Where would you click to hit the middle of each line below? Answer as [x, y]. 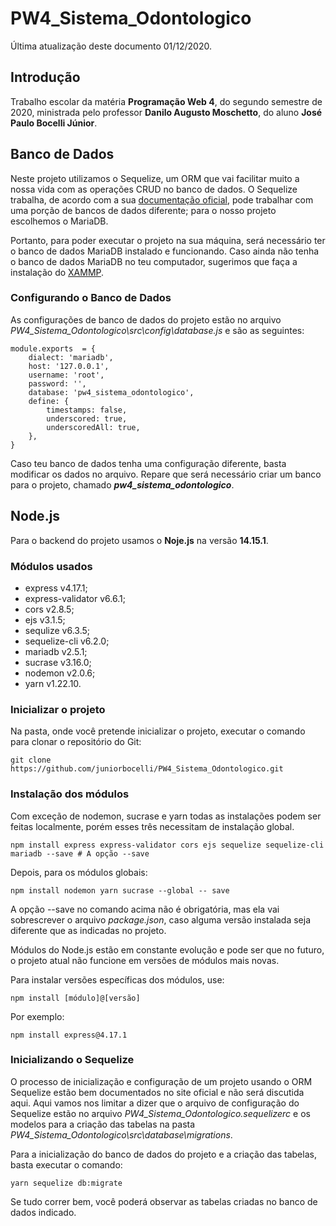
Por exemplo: [37, 1016]
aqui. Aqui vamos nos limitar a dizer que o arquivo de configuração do [155, 1103]
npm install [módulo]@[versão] [75, 998]
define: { [49, 401]
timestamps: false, [87, 410]
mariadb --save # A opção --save [80, 853]
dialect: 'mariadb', [71, 357]
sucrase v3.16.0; [58, 662]
